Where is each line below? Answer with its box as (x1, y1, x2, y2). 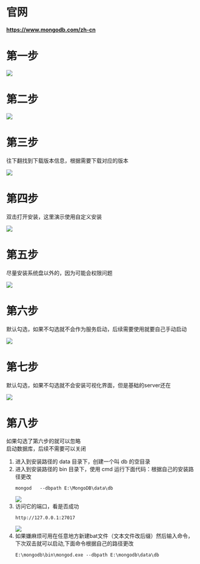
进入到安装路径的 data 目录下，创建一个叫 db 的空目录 (15, 458, 150, 465)
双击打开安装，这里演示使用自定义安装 (6, 213, 102, 220)
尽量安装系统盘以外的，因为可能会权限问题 (6, 269, 113, 276)
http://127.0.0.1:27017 (15, 515, 76, 521)
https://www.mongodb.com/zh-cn (6, 25, 96, 33)
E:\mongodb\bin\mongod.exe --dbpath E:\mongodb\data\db (15, 552, 159, 559)
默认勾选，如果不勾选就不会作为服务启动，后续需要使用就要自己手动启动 (6, 325, 187, 333)
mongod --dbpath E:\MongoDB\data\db (15, 485, 113, 492)
